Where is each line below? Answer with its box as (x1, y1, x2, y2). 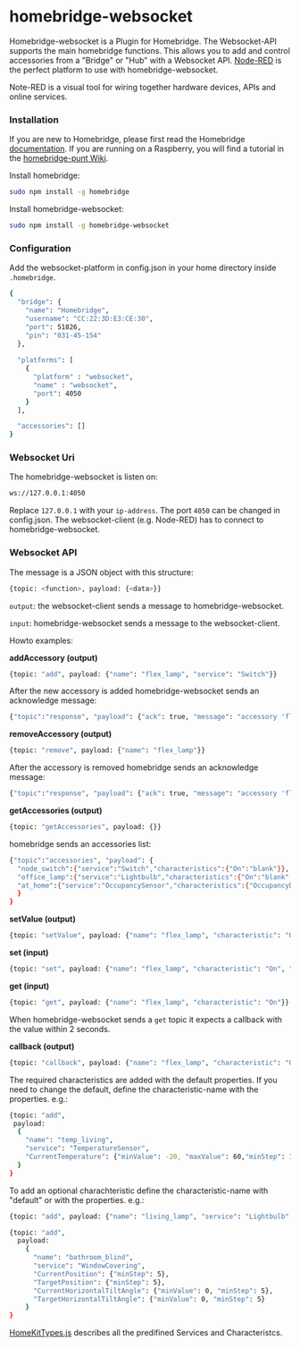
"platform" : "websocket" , (32, 373, 134, 382)
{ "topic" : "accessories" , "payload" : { (9, 856, 154, 865)
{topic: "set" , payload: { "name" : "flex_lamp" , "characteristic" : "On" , (9, 964, 286, 973)
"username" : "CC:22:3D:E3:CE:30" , (25, 314, 154, 323)
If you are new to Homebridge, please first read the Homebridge (9, 134, 246, 145)
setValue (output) (9, 914, 76, 925)
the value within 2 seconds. (9, 1023, 111, 1034)
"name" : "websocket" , (32, 380, 118, 390)
